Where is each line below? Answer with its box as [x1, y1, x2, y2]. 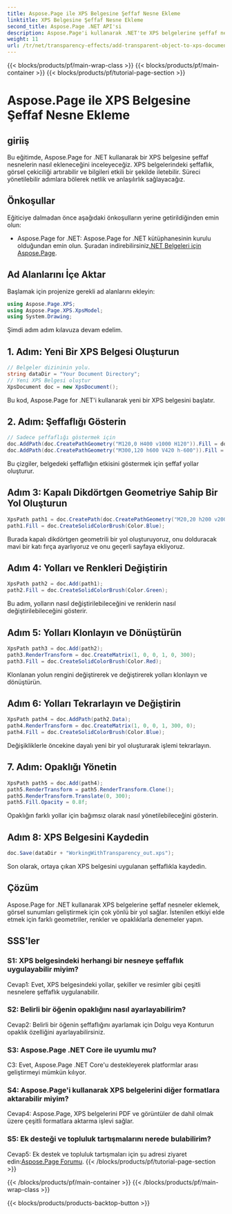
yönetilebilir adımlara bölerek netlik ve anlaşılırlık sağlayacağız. [7, 175, 185, 183]
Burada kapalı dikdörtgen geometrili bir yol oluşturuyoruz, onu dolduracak [7, 534, 217, 543]
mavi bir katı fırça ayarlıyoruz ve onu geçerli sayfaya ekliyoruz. [7, 542, 185, 550]
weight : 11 [7, 36, 39, 43]
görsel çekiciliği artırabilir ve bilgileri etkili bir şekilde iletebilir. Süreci [7, 168, 201, 176]
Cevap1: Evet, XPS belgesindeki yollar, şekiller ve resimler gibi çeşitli [7, 980, 201, 988]
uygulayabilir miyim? [7, 965, 79, 974]
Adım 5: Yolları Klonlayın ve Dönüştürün [7, 626, 182, 639]
